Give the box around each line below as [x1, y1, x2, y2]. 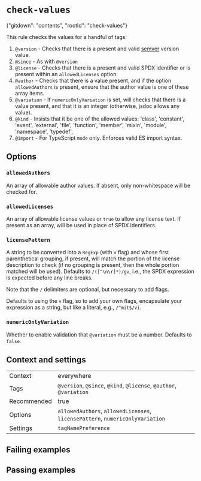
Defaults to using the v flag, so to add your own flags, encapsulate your [6, 297, 182, 305]
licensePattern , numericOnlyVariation [57, 414, 166, 423]
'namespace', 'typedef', [14, 128, 74, 135]
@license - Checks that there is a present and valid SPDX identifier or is [14, 64, 191, 71]
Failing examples [6, 444, 71, 455]
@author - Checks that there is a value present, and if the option [14, 77, 172, 84]
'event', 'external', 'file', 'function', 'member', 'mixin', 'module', [14, 121, 167, 128]
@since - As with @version [14, 58, 78, 65]
